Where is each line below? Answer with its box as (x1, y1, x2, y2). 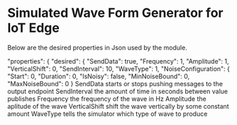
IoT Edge (7, 20, 60, 36)
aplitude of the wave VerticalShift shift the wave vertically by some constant (7, 102, 229, 110)
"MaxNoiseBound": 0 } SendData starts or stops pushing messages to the (7, 79, 224, 88)
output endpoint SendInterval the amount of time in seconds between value (7, 87, 228, 95)
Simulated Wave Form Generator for (7, 5, 224, 21)
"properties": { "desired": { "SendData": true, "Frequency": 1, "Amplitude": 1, (7, 56, 229, 65)
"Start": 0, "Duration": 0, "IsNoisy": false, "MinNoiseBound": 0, (7, 72, 190, 81)
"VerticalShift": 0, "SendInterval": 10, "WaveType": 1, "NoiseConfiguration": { (7, 64, 231, 73)
